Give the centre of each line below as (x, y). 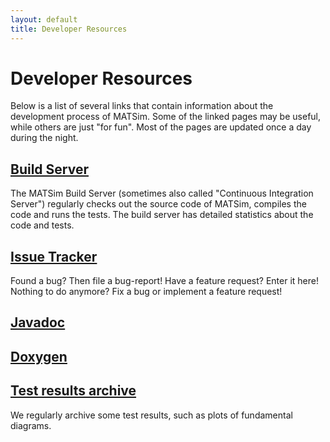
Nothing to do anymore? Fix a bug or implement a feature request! (146, 292)
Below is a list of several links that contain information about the (142, 106)
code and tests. (42, 225)
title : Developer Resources (69, 29)
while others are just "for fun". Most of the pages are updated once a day (161, 127)
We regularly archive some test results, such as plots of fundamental (151, 415)
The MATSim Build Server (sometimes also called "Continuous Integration (162, 193)
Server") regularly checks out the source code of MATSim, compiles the (158, 204)
